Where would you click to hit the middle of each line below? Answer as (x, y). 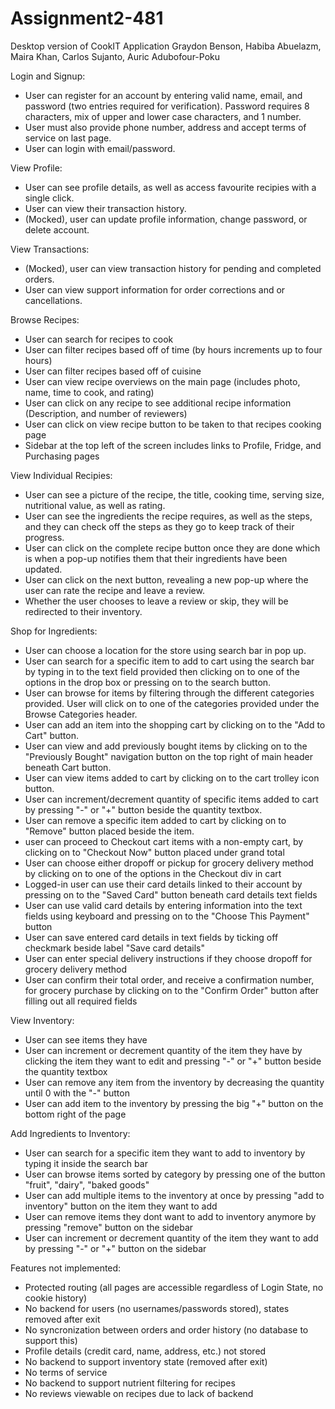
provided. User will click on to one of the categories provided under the (172, 703)
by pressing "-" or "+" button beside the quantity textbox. (143, 809)
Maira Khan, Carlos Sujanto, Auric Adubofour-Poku (115, 56)
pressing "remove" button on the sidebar (109, 1227)
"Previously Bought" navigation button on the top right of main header (168, 756)
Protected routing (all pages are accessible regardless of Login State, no (174, 1287)
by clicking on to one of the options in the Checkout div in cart (153, 873)
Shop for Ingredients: (54, 631)
